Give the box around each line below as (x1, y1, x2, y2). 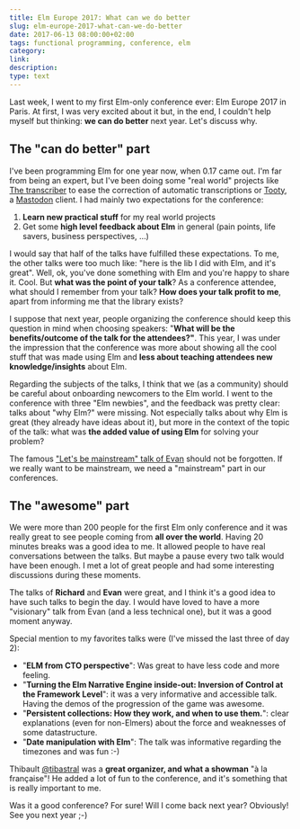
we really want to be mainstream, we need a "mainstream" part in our (9, 462, 267, 473)
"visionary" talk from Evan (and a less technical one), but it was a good (9, 606, 272, 617)
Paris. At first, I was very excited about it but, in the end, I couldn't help (9, 105, 271, 117)
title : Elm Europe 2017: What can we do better (9, 13, 191, 22)
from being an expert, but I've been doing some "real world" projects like (9, 174, 279, 185)
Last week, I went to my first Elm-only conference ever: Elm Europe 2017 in (9, 96, 287, 107)
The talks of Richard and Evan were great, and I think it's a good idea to (9, 587, 276, 598)
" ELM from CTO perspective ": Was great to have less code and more (22, 660, 280, 671)
